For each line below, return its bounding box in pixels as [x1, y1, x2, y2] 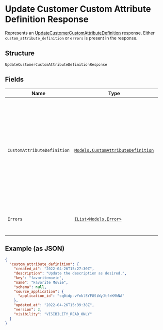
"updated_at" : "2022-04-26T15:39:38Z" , [14, 303, 95, 308]
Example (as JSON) [5, 244, 65, 252]
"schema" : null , [14, 284, 47, 290]
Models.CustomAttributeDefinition [74, 147, 154, 153]
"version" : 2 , [14, 307, 42, 312]
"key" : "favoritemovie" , [14, 275, 64, 280]
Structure [5, 49, 35, 58]
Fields [5, 76, 24, 84]
